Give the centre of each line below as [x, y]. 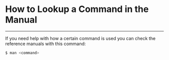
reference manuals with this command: [46, 43]
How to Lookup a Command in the [77, 9]
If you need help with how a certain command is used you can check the [80, 38]
